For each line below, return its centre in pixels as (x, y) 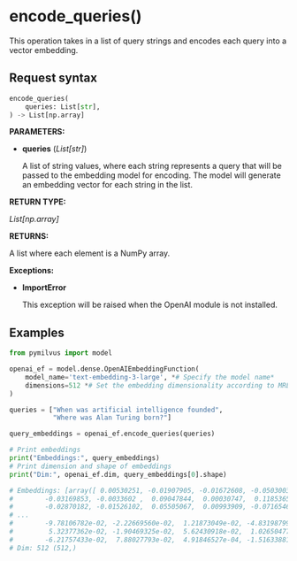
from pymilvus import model (61, 353)
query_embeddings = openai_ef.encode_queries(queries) (112, 434)
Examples (37, 332)
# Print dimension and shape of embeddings (91, 466)
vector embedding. (44, 50)
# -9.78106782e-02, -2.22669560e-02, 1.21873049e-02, (126, 524)
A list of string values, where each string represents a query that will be (152, 166)
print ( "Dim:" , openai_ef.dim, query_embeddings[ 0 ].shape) (118, 474)
